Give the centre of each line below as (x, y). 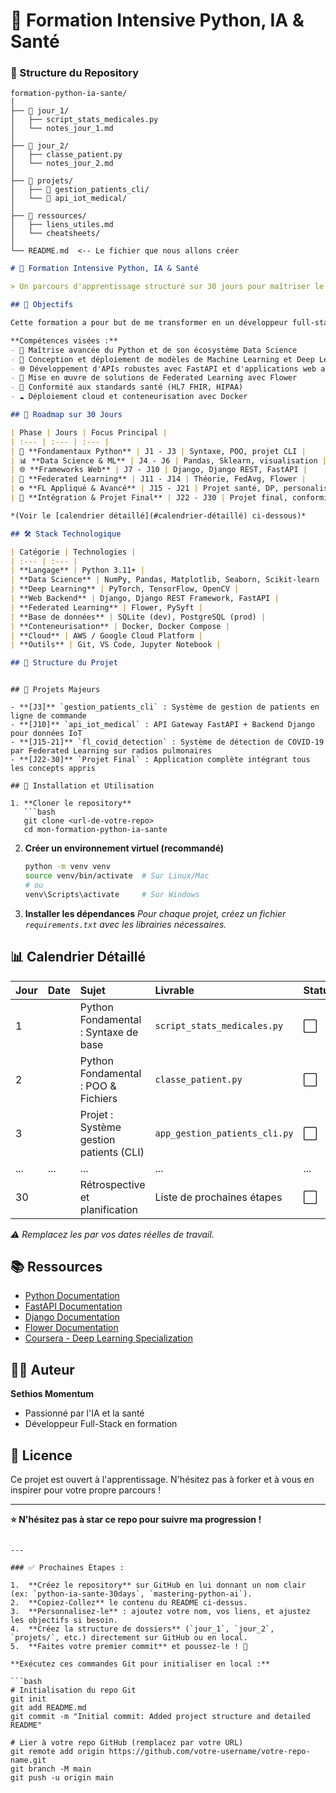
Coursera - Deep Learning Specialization (108, 1338)
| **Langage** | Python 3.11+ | (77, 570)
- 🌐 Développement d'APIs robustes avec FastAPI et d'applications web (163, 369)
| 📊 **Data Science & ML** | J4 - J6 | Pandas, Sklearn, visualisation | (168, 460)
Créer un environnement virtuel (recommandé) (124, 848)
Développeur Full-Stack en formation (101, 1424)
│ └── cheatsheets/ (55, 234)
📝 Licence (41, 1455)
